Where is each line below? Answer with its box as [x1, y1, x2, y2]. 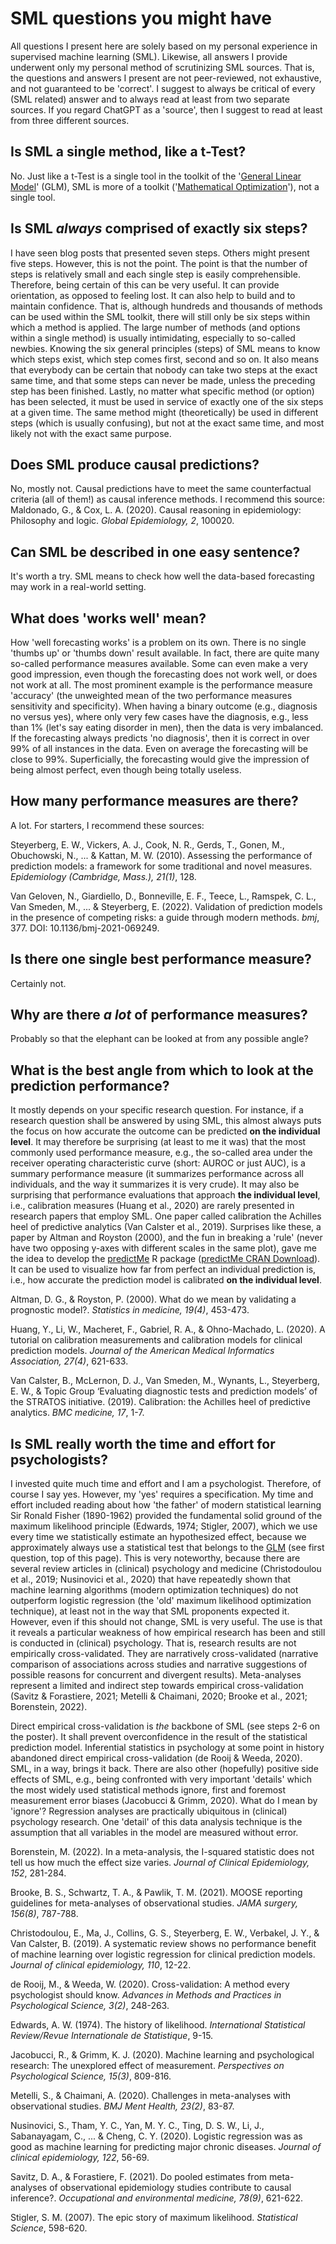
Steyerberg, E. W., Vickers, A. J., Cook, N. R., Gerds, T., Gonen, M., [10, 838, 285, 851]
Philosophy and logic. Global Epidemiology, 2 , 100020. [10, 515, 235, 527]
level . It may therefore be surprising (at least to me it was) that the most [10, 1136, 307, 1148]
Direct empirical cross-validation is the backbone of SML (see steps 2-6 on [10, 1720, 320, 1732]
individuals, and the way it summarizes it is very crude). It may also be [10, 1178, 300, 1191]
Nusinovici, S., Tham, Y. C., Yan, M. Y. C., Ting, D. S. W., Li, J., [10, 2120, 265, 2132]
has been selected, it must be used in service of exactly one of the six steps [10, 395, 324, 407]
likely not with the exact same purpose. [10, 427, 172, 439]
